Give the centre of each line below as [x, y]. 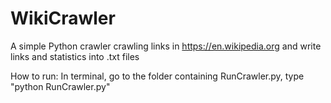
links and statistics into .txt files [75, 56]
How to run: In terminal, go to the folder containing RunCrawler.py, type [157, 76]
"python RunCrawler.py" [60, 86]
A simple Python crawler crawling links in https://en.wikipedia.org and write [166, 46]
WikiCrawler [63, 18]
